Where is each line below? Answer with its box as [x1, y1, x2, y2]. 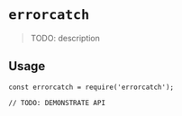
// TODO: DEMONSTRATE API [8, 98, 105, 107]
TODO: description [30, 32, 101, 43]
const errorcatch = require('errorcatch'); [8, 83, 175, 92]
